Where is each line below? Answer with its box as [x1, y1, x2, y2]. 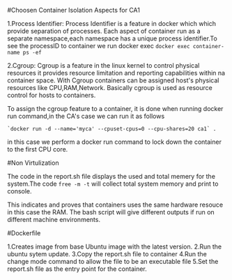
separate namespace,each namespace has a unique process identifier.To [7, 34, 217, 43]
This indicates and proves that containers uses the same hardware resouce [7, 200, 224, 209]
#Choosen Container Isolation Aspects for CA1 [7, 6, 141, 14]
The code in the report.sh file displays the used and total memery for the [7, 172, 216, 180]
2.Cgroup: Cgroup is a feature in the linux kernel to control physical [7, 61, 200, 69]
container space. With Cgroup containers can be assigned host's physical [7, 76, 219, 84]
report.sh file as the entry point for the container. [7, 265, 148, 273]
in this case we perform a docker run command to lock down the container [7, 138, 222, 146]
